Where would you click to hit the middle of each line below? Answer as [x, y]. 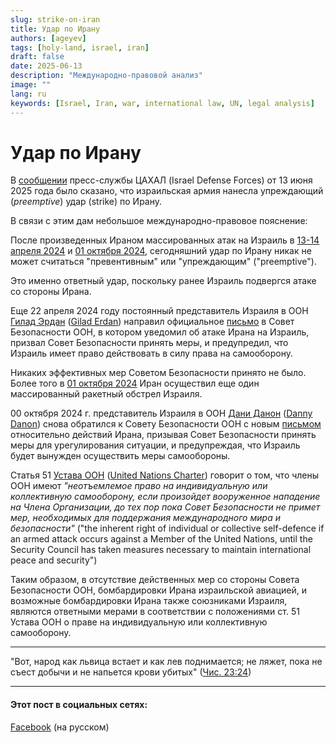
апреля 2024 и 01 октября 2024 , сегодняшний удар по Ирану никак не [161, 251]
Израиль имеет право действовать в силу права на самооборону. [152, 353]
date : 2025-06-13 [46, 66]
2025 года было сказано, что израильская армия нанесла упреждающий [167, 191]
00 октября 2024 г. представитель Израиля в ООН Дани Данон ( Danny [161, 413]
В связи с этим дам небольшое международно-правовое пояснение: [159, 221]
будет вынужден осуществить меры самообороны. [120, 456]
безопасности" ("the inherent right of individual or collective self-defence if [167, 528]
